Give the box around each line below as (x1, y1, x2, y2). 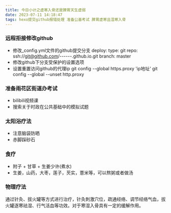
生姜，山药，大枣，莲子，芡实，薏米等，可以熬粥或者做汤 (12, 169, 133, 176)
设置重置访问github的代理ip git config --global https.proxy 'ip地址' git (12, 65, 158, 71)
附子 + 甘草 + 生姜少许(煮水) (12, 163, 72, 169)
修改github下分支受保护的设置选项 (12, 59, 84, 65)
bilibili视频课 (12, 97, 39, 103)
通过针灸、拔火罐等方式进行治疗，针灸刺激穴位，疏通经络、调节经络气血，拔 (5, 196, 166, 202)
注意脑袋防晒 (12, 130, 40, 137)
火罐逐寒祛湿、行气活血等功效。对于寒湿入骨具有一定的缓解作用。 (5, 202, 144, 208)
